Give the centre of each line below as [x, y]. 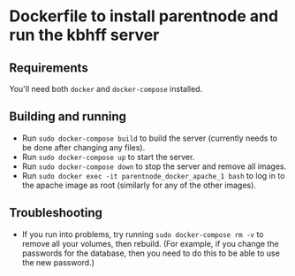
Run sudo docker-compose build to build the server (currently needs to [150, 138]
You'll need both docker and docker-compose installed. [106, 89]
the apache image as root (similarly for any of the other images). [139, 185]
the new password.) [58, 262]
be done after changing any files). [83, 147]
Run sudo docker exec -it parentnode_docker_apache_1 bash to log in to [153, 175]
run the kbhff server [84, 35]
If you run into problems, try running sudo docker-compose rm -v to [143, 234]
